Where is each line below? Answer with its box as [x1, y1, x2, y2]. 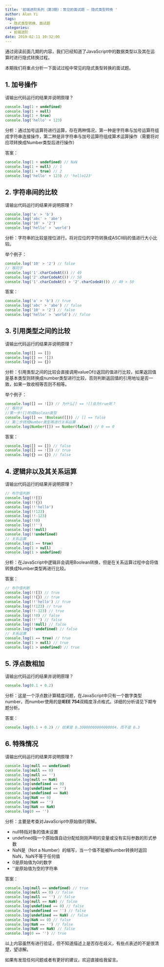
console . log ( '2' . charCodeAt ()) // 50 [5, 275, 82, 280]
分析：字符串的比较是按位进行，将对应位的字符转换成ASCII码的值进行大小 [5, 235, 153, 241]
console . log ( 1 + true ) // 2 [5, 169, 62, 174]
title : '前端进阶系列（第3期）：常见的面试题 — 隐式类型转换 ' [5, 7, 118, 12]
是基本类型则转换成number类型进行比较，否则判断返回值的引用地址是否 [5, 375, 149, 381]
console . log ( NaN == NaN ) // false [5, 926, 76, 931]
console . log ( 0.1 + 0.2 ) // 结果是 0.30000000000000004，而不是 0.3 [5, 725, 140, 730]
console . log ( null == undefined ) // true [5, 885, 89, 890]
